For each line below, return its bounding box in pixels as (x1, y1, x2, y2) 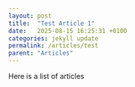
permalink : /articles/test (8, 42, 99, 50)
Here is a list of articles (8, 72, 84, 81)
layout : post (8, 11, 52, 20)
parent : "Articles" (8, 49, 74, 57)
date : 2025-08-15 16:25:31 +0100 (8, 27, 128, 35)
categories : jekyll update (8, 34, 99, 43)
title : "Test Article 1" (8, 19, 95, 27)
